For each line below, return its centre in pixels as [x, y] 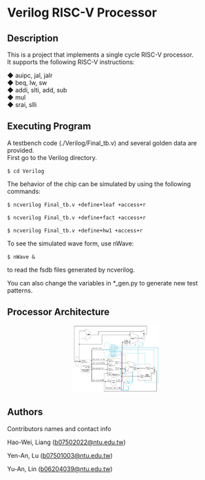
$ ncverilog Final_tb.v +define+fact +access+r [77, 218]
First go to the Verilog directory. [52, 157]
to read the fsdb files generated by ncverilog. [71, 270]
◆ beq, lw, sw [27, 83]
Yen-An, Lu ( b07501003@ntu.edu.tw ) [60, 455]
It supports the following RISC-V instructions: [71, 62]
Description [33, 38]
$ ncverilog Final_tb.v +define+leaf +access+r [77, 205]
